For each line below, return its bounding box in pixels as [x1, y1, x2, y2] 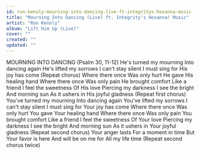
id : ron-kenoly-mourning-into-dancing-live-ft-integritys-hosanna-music [6, 8, 192, 15]
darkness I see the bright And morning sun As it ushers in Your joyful [6, 122, 176, 129]
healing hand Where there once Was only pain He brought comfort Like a [6, 77, 187, 84]
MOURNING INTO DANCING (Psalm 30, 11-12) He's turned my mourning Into [6, 58, 194, 66]
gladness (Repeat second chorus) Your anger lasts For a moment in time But [6, 128, 195, 135]
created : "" [6, 37, 36, 43]
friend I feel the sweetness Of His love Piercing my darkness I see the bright [6, 84, 194, 91]
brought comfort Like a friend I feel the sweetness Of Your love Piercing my [6, 116, 193, 123]
